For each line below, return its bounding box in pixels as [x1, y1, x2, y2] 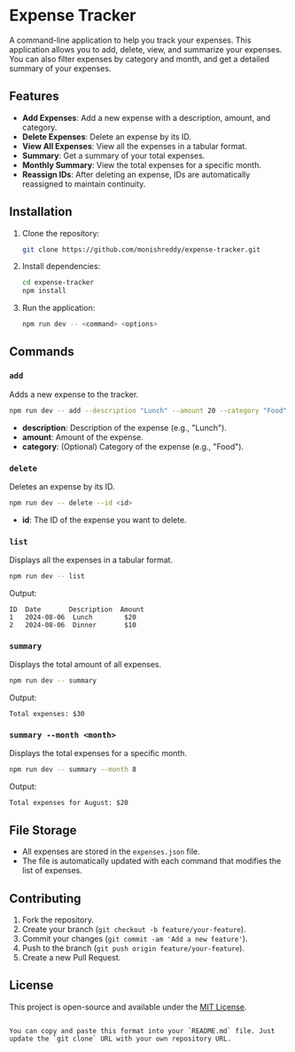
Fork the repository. [21, 914, 95, 925]
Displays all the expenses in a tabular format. [9, 554, 174, 565]
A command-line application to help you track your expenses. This [9, 35, 252, 45]
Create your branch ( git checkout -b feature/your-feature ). [21, 923, 246, 934]
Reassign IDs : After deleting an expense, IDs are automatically [21, 169, 251, 179]
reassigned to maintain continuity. [21, 179, 146, 189]
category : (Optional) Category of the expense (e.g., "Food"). [21, 441, 245, 451]
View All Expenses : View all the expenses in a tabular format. [21, 140, 248, 151]
